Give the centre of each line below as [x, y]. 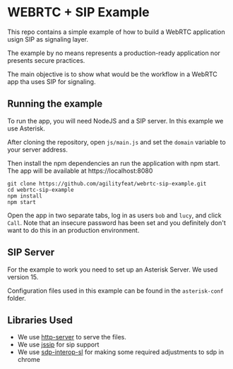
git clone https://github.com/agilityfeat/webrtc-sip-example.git [107, 183]
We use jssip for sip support [58, 345]
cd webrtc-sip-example [41, 190]
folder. [17, 298]
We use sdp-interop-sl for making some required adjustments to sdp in [121, 352]
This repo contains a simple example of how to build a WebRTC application [116, 32]
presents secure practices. [46, 60]
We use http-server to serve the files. [72, 337]
